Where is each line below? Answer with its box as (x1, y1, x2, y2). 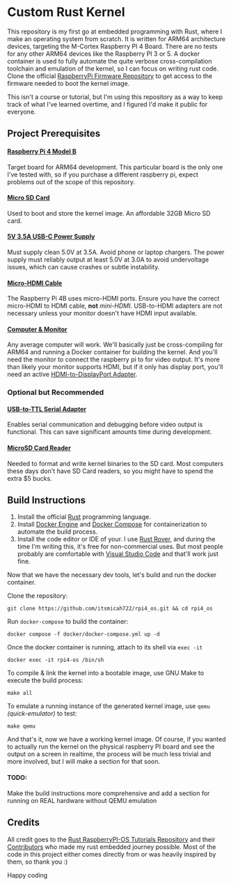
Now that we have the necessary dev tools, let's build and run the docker (7, 571, 217, 579)
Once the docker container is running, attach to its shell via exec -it (7, 643, 203, 652)
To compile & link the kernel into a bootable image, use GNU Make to (7, 669, 204, 677)
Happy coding (7, 871, 48, 879)
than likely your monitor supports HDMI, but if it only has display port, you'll (7, 363, 223, 371)
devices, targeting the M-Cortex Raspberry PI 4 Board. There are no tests (7, 42, 218, 50)
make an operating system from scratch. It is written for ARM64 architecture (7, 34, 226, 43)
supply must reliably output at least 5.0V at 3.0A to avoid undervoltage (7, 255, 209, 264)
